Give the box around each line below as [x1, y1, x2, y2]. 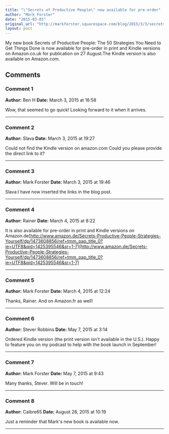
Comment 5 [5, 277, 34, 284]
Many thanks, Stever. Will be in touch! [5, 380, 83, 386]
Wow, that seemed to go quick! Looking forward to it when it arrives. [5, 107, 147, 113]
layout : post [5, 26, 33, 31]
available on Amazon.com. [5, 56, 60, 62]
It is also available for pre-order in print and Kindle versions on [5, 227, 135, 233]
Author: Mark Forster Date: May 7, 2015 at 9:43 [5, 370, 104, 376]
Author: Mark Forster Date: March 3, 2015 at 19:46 [5, 179, 111, 185]
